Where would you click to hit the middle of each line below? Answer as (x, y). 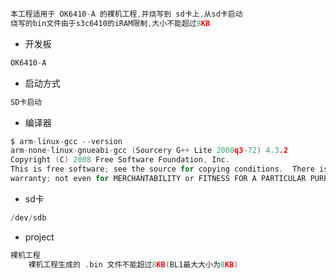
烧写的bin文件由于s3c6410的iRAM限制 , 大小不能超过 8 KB (110, 23)
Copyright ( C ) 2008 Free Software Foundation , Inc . (120, 160)
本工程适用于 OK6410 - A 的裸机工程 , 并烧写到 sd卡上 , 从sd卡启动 (126, 14)
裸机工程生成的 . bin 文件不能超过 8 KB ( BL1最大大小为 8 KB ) (133, 264)
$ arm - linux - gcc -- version (66, 141)
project (39, 237)
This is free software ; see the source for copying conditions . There (162, 169)
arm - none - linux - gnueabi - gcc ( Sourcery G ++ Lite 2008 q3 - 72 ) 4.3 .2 (149, 151)
